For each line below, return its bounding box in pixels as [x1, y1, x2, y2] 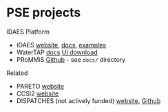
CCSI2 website [16, 89, 59, 98]
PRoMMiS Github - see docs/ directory [16, 55, 126, 63]
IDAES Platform [6, 27, 50, 36]
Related [6, 69, 28, 77]
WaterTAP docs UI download [16, 48, 98, 56]
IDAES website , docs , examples [16, 41, 106, 49]
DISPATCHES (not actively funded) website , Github [16, 96, 161, 104]
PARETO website [16, 82, 65, 90]
